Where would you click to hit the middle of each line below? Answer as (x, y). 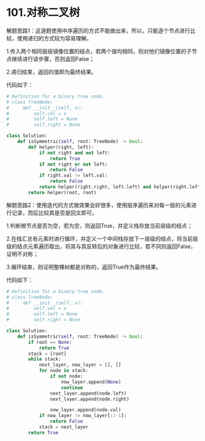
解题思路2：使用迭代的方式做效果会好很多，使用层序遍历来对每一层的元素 (99, 205)
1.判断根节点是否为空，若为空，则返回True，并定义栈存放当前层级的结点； (99, 225)
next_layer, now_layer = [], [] (80, 365)
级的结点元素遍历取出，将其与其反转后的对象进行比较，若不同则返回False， (101, 246)
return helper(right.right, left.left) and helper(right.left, (121, 187)
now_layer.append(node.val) (85, 410)
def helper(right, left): (61, 147)
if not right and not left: (75, 153)
